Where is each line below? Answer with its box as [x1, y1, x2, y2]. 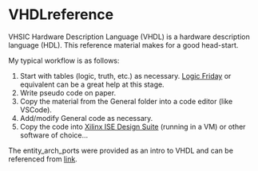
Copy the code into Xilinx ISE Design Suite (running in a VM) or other [19, 122, 246, 131]
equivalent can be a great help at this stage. [19, 80, 165, 89]
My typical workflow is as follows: [8, 56, 120, 65]
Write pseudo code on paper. [19, 87, 117, 97]
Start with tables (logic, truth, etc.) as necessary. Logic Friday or [19, 71, 232, 80]
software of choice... [19, 130, 89, 140]
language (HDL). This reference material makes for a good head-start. [8, 40, 239, 49]
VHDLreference [8, 6, 114, 24]
